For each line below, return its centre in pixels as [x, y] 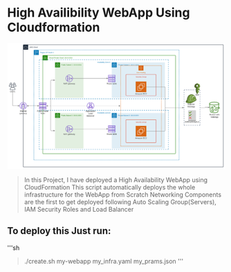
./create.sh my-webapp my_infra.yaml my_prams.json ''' [104, 261]
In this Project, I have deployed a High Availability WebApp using [116, 180]
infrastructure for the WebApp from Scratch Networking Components [123, 194]
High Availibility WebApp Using [99, 13]
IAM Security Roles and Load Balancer [79, 209]
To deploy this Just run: [59, 231]
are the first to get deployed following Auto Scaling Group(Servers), [120, 201]
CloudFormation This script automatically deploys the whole [110, 187]
